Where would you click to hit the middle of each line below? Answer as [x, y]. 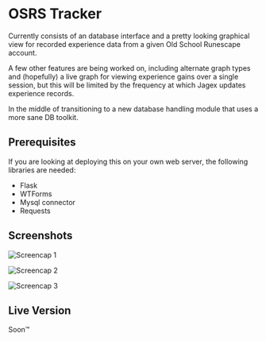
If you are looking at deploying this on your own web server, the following [128, 161]
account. [23, 52]
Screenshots [40, 236]
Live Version [40, 310]
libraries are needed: [42, 170]
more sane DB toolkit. [43, 117]
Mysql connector [47, 202]
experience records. [41, 93]
